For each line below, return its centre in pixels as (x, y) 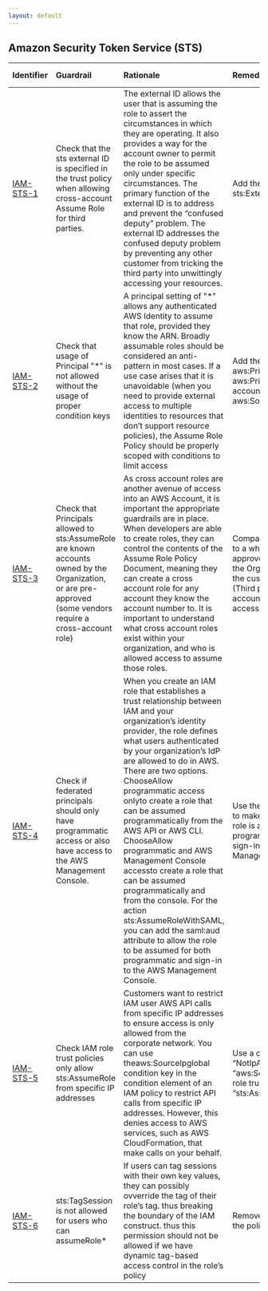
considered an (150, 356)
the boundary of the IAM (169, 1216)
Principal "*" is (83, 366)
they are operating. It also (171, 134)
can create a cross (158, 578)
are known (75, 549)
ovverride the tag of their (170, 1196)
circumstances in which (168, 124)
